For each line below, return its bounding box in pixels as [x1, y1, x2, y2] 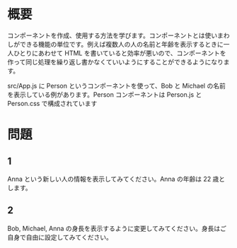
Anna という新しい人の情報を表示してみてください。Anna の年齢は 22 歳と [7, 175, 226, 183]
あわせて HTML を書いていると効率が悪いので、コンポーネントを [37, 49, 226, 57]
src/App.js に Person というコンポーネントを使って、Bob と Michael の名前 [7, 81, 226, 90]
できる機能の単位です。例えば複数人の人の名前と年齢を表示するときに [19, 40, 224, 48]
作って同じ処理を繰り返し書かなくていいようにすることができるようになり [7, 57, 224, 66]
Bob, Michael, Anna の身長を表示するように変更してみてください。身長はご [7, 224, 226, 232]
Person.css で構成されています [7, 99, 98, 107]
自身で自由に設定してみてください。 [7, 232, 113, 241]
